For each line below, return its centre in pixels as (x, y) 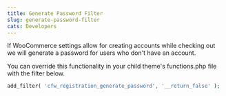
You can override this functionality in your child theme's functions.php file (112, 67)
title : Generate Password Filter (55, 13)
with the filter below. (36, 73)
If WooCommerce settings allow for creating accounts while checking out (111, 46)
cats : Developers (32, 26)
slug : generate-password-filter (53, 20)
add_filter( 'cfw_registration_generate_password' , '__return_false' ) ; (114, 86)
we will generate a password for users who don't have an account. (102, 53)
